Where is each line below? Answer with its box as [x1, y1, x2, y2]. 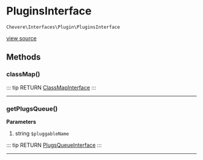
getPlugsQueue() [6, 104, 58, 112]
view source [6, 34, 37, 42]
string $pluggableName [14, 129, 69, 137]
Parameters [6, 118, 36, 125]
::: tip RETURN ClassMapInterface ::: [6, 84, 97, 91]
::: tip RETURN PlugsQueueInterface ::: [6, 141, 102, 149]
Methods [6, 52, 41, 63]
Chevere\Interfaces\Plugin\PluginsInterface [6, 24, 120, 30]
